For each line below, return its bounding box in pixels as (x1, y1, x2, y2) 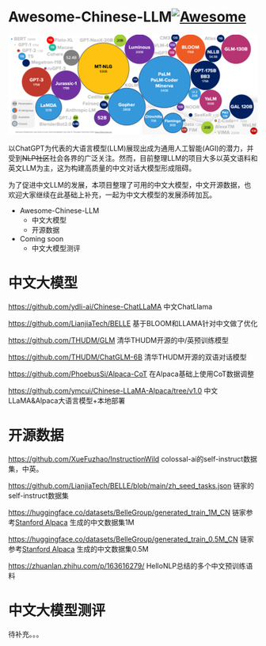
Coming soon (19, 234, 64, 244)
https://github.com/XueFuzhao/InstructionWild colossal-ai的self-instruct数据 (8, 454, 257, 464)
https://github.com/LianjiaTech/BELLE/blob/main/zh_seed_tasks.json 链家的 (8, 481, 255, 491)
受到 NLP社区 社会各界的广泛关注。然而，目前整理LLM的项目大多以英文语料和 (8, 154, 258, 163)
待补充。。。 (8, 629, 44, 639)
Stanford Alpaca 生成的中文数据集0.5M (22, 545, 149, 554)
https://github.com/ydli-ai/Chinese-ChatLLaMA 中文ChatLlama (8, 302, 213, 312)
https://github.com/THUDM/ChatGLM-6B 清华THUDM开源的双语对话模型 (8, 352, 247, 362)
